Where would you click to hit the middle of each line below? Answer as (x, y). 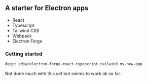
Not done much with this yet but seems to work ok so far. (63, 73)
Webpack (22, 36)
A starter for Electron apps (47, 8)
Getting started (24, 54)
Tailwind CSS (26, 30)
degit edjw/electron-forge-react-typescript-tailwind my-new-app (73, 64)
